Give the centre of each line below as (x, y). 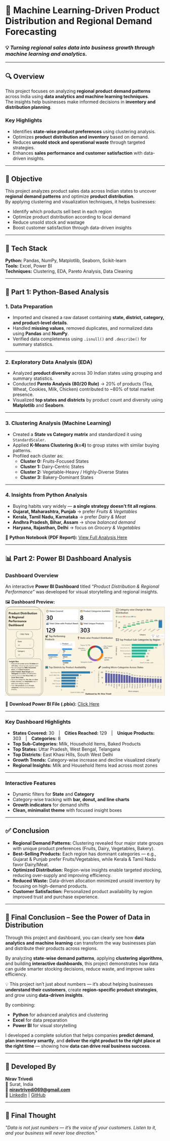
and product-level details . (40, 323)
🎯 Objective (24, 179)
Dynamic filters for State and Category (53, 794)
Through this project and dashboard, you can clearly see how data (75, 937)
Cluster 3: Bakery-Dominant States (57, 477)
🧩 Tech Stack (26, 248)
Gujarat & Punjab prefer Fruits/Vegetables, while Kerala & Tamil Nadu (84, 859)
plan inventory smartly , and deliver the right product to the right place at (83, 1040)
